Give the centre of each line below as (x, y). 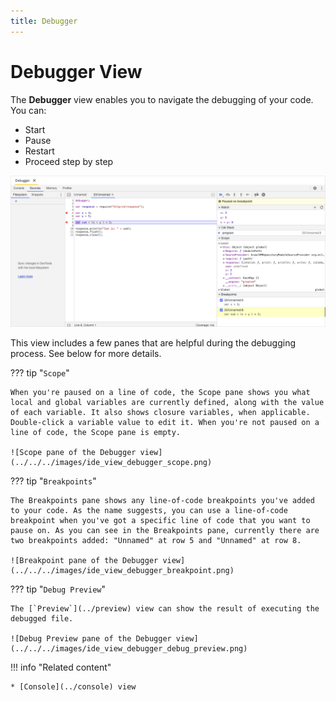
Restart (39, 151)
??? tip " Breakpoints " (53, 481)
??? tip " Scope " (40, 372)
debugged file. (42, 618)
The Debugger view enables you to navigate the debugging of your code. (162, 99)
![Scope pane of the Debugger (73, 452)
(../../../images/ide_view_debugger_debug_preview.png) (129, 648)
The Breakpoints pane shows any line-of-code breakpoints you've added (162, 500)
